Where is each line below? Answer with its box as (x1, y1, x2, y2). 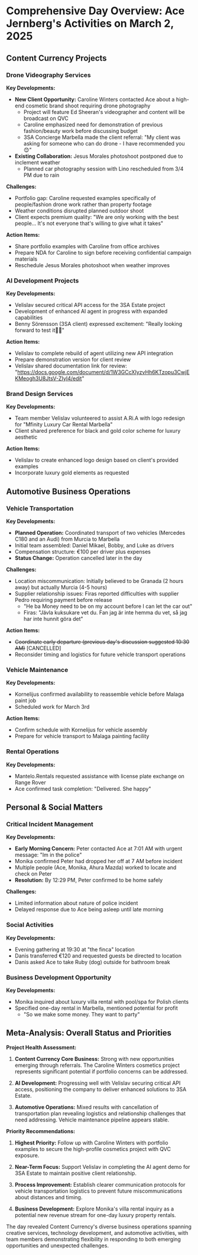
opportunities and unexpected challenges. (6, 1242, 109, 1249)
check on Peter (14, 870, 52, 877)
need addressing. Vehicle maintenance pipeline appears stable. (14, 1116, 170, 1123)
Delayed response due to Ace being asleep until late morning (14, 906, 164, 913)
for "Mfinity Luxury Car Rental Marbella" (14, 421, 113, 428)
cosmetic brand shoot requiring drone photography (25, 102, 151, 109)
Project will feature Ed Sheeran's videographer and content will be (23, 108, 185, 115)
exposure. (14, 1152, 40, 1159)
